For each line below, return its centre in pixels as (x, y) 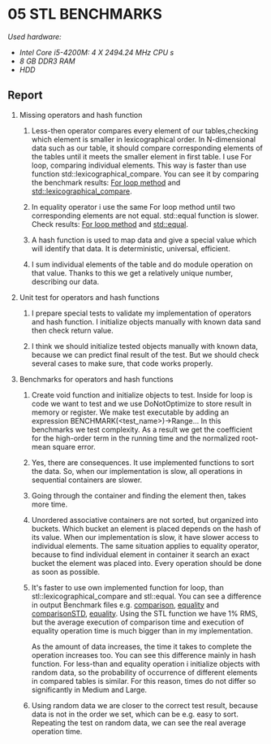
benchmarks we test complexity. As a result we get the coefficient (142, 429)
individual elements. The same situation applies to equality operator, (145, 546)
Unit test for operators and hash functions (89, 297)
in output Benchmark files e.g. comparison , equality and (125, 605)
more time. (49, 504)
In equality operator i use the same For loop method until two (133, 207)
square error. (74, 446)
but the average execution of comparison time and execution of (138, 622)
